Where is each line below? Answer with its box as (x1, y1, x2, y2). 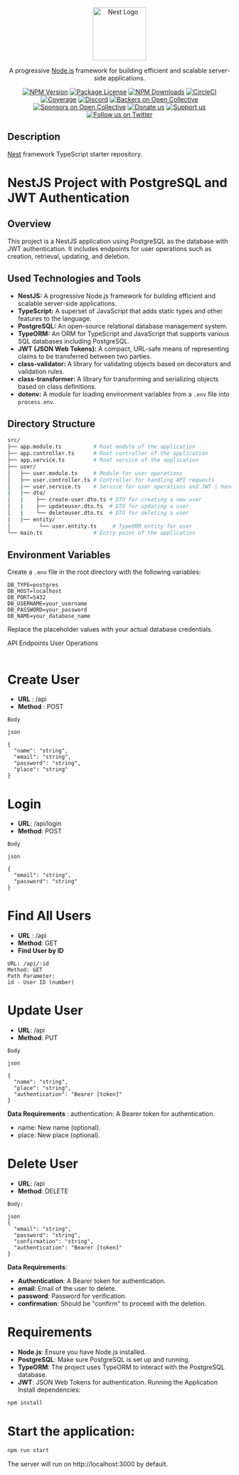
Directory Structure (7, 418, 96, 430)
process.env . (17, 397, 55, 405)
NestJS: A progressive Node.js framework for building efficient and (17, 292, 216, 300)
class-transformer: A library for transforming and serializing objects (17, 374, 219, 383)
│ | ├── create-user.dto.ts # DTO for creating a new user (7, 496, 202, 504)
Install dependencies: (17, 1385, 81, 1394)
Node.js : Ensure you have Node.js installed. (17, 1348, 147, 1356)
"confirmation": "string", (14, 1238, 94, 1245)
